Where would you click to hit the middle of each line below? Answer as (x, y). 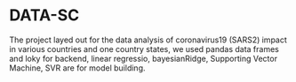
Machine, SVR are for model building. (77, 68)
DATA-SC (44, 15)
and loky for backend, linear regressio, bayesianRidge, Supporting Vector (144, 58)
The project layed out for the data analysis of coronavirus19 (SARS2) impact (148, 40)
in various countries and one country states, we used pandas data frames (144, 48)
